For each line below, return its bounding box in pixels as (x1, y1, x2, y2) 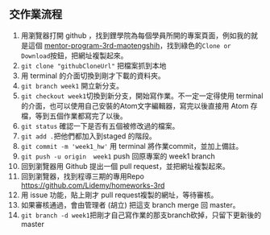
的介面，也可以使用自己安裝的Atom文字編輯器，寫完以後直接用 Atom (20, 101, 249, 110)
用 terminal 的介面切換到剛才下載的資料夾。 (20, 71, 165, 80)
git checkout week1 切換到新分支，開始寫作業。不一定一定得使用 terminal (20, 91, 264, 101)
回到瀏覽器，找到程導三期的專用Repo (20, 171, 144, 181)
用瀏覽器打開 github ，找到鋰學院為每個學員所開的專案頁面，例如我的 (20, 31, 251, 40)
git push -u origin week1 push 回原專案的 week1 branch (20, 151, 216, 161)
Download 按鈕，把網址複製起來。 (20, 51, 128, 60)
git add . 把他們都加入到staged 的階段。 (20, 131, 156, 141)
